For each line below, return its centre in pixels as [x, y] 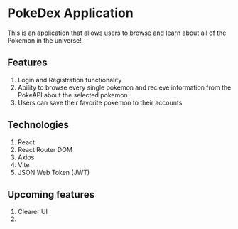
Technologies [38, 125]
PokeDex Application [70, 13]
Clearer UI [33, 212]
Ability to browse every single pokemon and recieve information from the [124, 87]
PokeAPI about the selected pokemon [72, 95]
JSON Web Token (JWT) [54, 172]
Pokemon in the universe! [44, 40]
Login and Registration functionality [70, 80]
